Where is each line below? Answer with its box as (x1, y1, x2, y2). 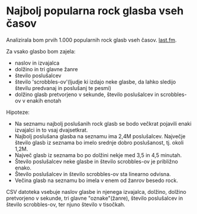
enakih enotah (26, 97, 62, 104)
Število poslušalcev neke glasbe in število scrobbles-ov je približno (14, 158, 179, 165)
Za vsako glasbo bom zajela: (6, 47, 76, 55)
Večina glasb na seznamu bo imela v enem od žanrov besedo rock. (14, 177, 179, 184)
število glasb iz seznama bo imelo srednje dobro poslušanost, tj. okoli (14, 139, 184, 146)
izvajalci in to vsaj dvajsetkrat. (14, 126, 88, 133)
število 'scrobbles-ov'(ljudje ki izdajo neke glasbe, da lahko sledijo (14, 78, 176, 85)
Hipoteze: (6, 108, 30, 116)
